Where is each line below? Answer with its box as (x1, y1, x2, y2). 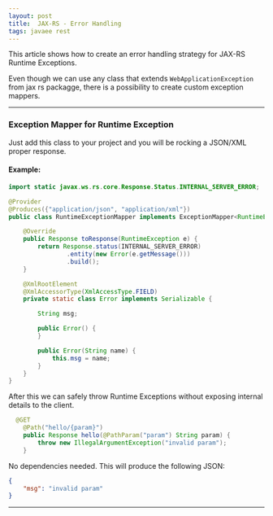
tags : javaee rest (8, 27, 71, 35)
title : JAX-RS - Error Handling (8, 20, 122, 28)
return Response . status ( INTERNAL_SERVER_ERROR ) (37, 243, 201, 251)
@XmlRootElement (23, 280, 79, 288)
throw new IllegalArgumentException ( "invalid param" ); (37, 439, 227, 447)
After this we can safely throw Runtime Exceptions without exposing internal (8, 391, 263, 401)
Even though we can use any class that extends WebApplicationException (8, 74, 254, 84)
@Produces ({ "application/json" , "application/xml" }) (8, 205, 191, 213)
